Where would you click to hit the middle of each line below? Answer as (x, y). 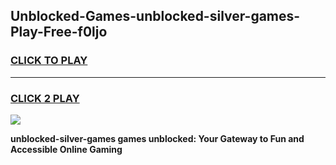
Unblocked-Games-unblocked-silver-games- (155, 16)
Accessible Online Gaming (66, 149)
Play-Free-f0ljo (59, 32)
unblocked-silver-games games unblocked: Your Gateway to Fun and (157, 138)
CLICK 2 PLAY (45, 98)
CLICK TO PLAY (49, 61)
